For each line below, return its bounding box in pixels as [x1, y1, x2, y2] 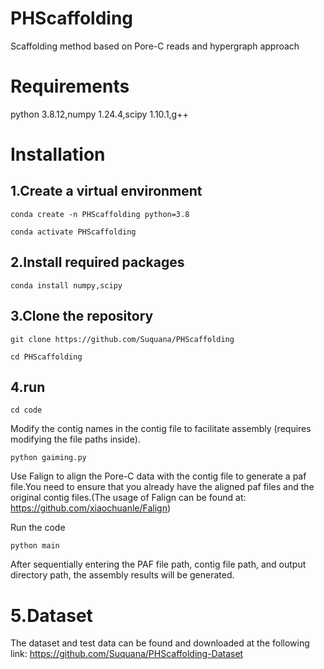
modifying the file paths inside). [10, 433, 141, 446]
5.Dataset [10, 604, 93, 627]
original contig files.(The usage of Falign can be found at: [10, 492, 247, 504]
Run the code [10, 522, 66, 534]
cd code [10, 405, 43, 416]
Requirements [10, 75, 130, 98]
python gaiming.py [10, 453, 87, 463]
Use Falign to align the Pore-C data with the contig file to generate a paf [10, 470, 307, 482]
